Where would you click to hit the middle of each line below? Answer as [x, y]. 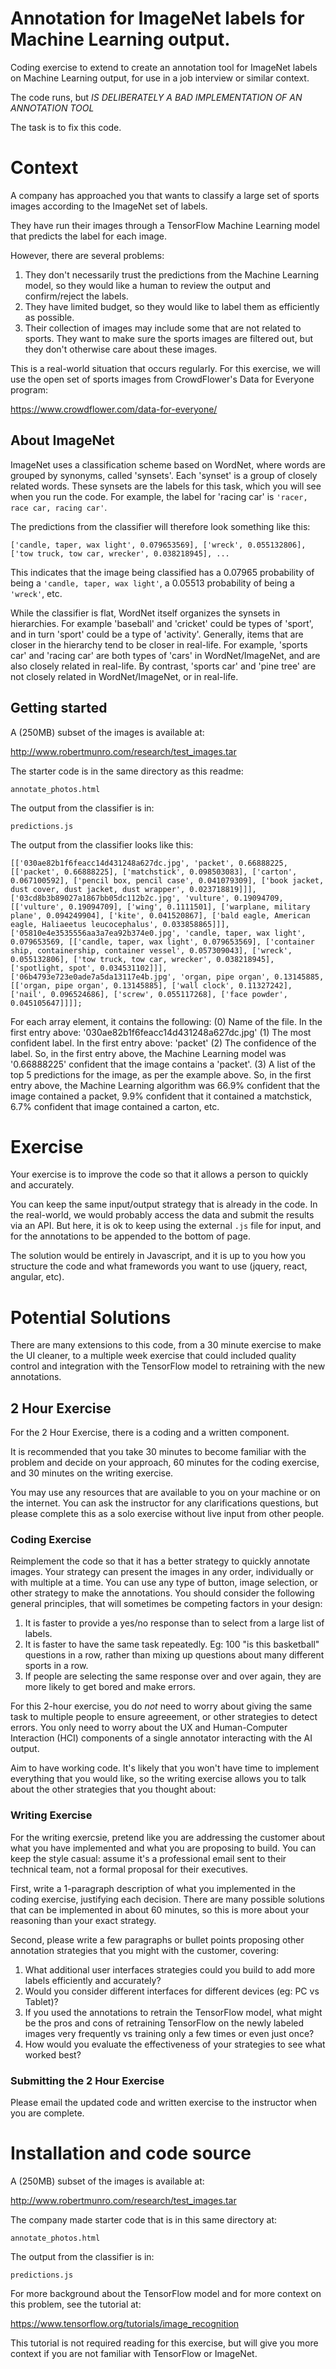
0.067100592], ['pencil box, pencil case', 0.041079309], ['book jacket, [167, 880]
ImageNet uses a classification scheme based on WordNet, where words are [168, 464]
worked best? [53, 2054]
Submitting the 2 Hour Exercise [87, 2080]
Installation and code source [131, 2153]
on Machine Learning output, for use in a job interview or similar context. [160, 78]
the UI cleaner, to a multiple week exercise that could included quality [153, 1356]
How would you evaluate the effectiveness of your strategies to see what [175, 2044]
